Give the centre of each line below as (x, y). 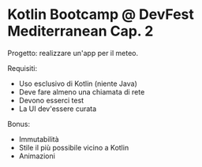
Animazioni (37, 156)
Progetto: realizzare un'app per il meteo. (73, 53)
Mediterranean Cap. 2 (80, 31)
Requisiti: (22, 68)
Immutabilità (39, 139)
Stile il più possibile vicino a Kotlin (74, 147)
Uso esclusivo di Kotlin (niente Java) (78, 83)
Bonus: (19, 124)
